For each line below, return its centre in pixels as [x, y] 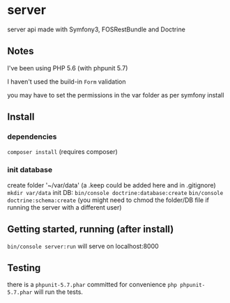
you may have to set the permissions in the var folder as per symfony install [116, 95]
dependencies [32, 137]
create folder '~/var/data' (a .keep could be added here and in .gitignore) [112, 185]
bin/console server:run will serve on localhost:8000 [83, 246]
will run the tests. [59, 292]
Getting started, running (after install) [91, 230]
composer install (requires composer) [63, 152]
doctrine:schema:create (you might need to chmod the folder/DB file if [108, 200]
